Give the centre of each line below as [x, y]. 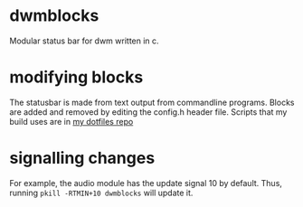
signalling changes [82, 158]
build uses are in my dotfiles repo [71, 121]
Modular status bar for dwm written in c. [85, 41]
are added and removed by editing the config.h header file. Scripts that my [148, 112]
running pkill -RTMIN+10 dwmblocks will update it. [101, 193]
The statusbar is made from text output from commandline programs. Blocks [152, 102]
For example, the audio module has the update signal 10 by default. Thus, [146, 183]
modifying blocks [76, 77]
